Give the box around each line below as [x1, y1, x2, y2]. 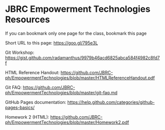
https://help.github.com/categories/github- [67, 99, 155, 105]
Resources [5, 14, 50, 25]
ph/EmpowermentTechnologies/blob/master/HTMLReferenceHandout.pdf [5, 75, 155, 81]
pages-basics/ [5, 104, 35, 110]
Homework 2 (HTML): [5, 114, 49, 120]
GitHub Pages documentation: [5, 99, 67, 105]
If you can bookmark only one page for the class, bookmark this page [5, 30, 147, 36]
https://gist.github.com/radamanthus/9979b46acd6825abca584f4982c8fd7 [5, 54, 160, 60]
